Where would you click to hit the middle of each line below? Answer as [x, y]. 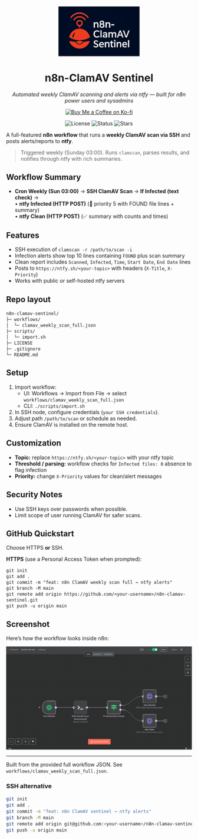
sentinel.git [22, 600]
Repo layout [29, 299]
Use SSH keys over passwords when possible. [71, 509]
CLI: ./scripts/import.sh [54, 406]
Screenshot [28, 624]
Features [23, 235]
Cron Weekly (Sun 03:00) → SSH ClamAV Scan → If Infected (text [97, 191]
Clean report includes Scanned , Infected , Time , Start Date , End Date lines [103, 262]
